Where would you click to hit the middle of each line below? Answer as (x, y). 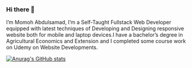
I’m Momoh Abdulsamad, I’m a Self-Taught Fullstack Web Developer (89, 22)
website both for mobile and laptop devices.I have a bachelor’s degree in (95, 35)
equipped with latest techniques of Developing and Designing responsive (95, 28)
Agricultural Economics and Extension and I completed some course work (96, 41)
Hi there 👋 (21, 9)
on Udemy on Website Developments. (52, 47)
